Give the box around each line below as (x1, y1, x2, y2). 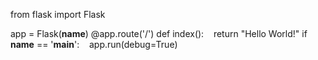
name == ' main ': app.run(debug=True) (10, 39, 178, 50)
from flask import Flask (10, 9, 106, 20)
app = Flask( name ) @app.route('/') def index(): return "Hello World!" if (10, 28, 308, 39)
